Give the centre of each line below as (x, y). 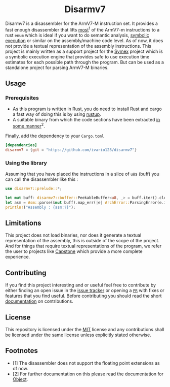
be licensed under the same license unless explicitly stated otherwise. (78, 335)
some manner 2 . (29, 125)
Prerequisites (22, 98)
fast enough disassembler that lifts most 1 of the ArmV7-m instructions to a (82, 29)
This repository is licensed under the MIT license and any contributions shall (85, 329)
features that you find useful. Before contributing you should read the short (83, 296)
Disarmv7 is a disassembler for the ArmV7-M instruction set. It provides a (82, 23)
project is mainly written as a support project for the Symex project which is (84, 51)
